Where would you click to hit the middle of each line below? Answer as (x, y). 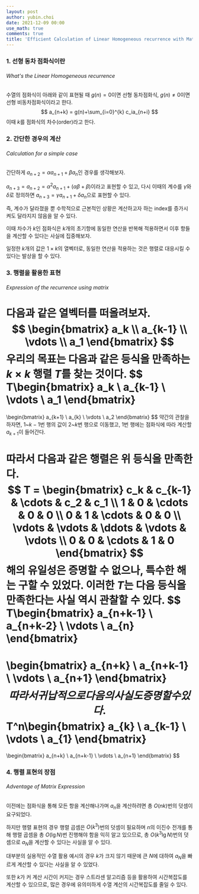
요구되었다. (19, 814)
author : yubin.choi (30, 17)
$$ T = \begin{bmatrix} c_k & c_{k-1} (99, 490)
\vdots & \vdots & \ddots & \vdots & (99, 528)
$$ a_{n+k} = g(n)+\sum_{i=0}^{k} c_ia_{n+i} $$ (99, 112)
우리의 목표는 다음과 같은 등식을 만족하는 (98, 359)
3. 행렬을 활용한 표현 (33, 273)
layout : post (22, 12)
